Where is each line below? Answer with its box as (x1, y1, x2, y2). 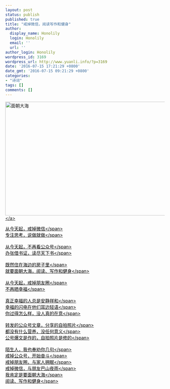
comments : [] (5, 87, 33, 93)
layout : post (5, 7, 33, 13)
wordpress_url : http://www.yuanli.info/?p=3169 (5, 59, 108, 64)
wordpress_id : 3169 (5, 54, 47, 60)
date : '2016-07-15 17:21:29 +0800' (5, 64, 80, 69)
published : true (5, 17, 39, 22)
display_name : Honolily (10, 31, 60, 36)
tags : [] (5, 82, 24, 88)
